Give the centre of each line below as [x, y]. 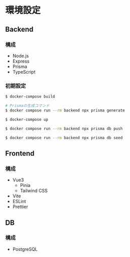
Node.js [21, 55]
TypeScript [24, 72]
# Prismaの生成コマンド [27, 106]
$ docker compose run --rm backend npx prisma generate [65, 110]
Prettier [20, 207]
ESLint [19, 202]
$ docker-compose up [27, 119]
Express [21, 61]
